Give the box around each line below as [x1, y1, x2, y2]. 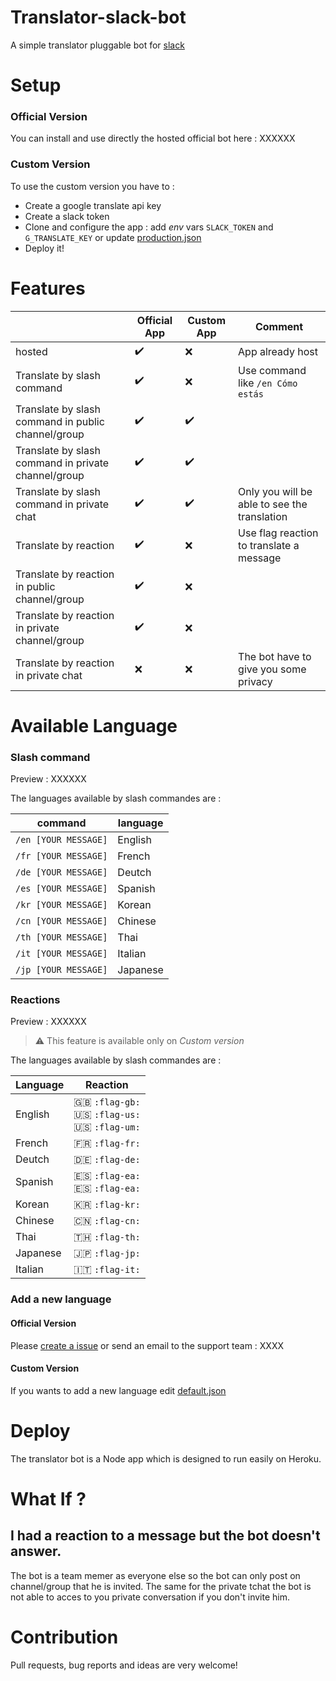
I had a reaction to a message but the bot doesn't [10, 1527, 321, 1545]
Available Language [10, 714, 178, 737]
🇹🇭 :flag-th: [73, 1230, 141, 1244]
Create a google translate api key [24, 199, 162, 211]
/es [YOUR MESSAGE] [15, 883, 108, 895]
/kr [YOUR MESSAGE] [15, 899, 108, 911]
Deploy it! [24, 242, 65, 254]
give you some [238, 662, 307, 676]
